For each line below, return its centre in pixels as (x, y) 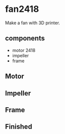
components (25, 38)
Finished (19, 127)
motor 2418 (24, 50)
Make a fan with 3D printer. (32, 23)
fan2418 (22, 9)
